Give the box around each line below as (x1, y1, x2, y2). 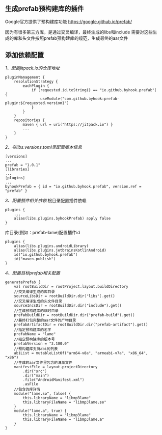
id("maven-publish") (14, 256, 56, 261)
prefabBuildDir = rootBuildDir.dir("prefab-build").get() (14, 312, 135, 318)
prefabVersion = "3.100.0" (14, 341, 69, 346)
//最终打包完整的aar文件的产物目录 (14, 318, 76, 323)
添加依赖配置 (5, 51, 44, 59)
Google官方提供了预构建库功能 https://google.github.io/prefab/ (5, 19, 133, 25)
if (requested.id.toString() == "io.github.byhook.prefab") (31, 87, 157, 92)
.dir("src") (23, 369, 48, 374)
